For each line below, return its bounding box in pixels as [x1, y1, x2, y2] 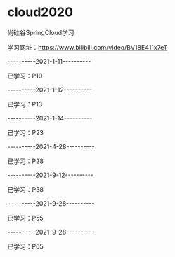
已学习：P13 [7, 99, 43, 109]
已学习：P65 [7, 242, 44, 251]
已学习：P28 [7, 157, 44, 165]
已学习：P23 [7, 128, 44, 137]
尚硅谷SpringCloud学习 [7, 28, 75, 36]
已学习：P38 [7, 185, 44, 193]
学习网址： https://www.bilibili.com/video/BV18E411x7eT [7, 43, 168, 51]
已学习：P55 [7, 214, 44, 222]
